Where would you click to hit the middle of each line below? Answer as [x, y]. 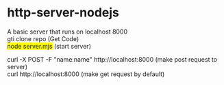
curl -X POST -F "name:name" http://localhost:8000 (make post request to [112, 59]
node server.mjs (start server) [49, 46]
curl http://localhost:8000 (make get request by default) [86, 74]
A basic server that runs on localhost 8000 [67, 32]
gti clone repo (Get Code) [43, 38]
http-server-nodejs [63, 13]
